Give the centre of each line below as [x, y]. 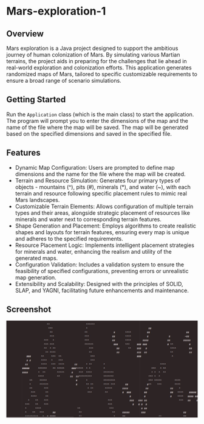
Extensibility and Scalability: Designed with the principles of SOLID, [99, 283]
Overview [25, 34]
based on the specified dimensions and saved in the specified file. [89, 134]
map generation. [36, 277]
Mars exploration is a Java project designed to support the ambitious [92, 48]
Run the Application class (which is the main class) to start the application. [100, 114]
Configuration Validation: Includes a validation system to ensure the [99, 264]
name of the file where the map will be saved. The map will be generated [97, 127]
